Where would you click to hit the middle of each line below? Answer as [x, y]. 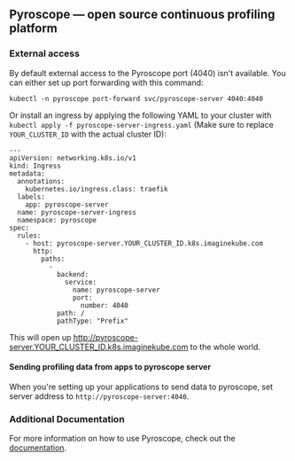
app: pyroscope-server [67, 204]
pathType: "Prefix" [92, 321]
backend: [73, 274]
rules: [29, 235]
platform [33, 29]
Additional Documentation [67, 418]
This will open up [40, 337]
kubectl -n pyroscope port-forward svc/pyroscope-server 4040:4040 [136, 98]
